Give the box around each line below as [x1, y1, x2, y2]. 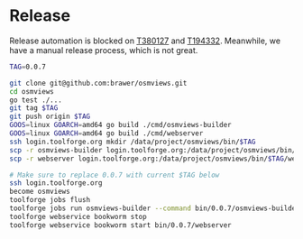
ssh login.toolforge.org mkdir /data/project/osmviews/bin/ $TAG [9, 137, 256, 146]
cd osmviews [9, 87, 54, 96]
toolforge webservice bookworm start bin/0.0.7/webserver [9, 220, 232, 230]
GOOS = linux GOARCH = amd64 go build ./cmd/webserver [9, 129, 204, 138]
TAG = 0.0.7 [9, 62, 47, 71]
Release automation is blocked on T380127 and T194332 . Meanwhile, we [9, 35, 281, 46]
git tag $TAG [9, 104, 59, 113]
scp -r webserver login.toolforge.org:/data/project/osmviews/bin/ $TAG [9, 154, 284, 163]
